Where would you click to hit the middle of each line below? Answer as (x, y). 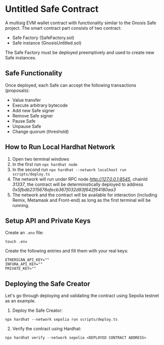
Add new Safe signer (33, 110)
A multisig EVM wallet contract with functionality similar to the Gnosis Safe (81, 23)
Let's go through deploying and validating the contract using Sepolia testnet (82, 296)
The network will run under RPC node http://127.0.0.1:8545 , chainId (80, 179)
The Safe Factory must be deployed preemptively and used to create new (80, 52)
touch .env (16, 242)
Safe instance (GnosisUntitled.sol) (47, 43)
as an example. (20, 301)
